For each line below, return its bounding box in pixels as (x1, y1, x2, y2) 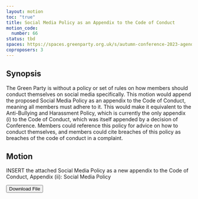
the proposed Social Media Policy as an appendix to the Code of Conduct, (6, 97, 186, 104)
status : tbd (6, 36, 35, 42)
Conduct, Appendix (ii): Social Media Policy (6, 173, 111, 180)
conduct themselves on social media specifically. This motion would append (6, 91, 192, 98)
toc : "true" (6, 14, 35, 20)
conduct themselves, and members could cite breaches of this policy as (6, 128, 181, 135)
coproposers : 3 (6, 47, 44, 53)
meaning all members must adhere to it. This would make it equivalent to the (6, 103, 192, 110)
